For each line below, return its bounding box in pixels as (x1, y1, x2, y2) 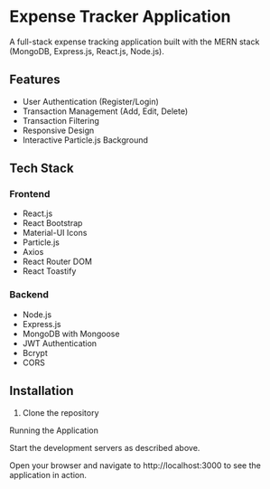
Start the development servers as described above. (9, 442, 200, 453)
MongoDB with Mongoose (22, 328, 120, 339)
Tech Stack (9, 161, 74, 176)
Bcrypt (22, 347, 48, 358)
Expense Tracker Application (9, 6, 232, 27)
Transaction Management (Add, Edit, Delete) (22, 106, 189, 117)
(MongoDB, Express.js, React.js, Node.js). (9, 45, 164, 56)
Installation (9, 383, 74, 399)
